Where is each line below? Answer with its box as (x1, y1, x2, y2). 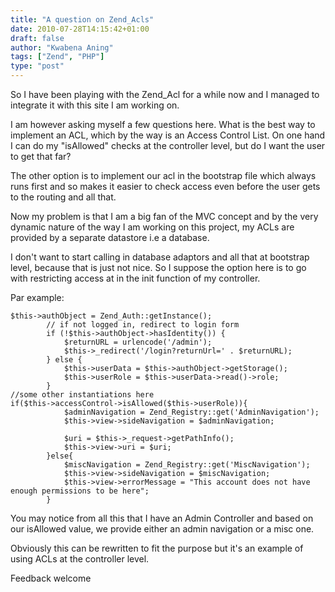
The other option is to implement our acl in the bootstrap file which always (10, 170, 317, 181)
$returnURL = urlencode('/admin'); (63, 337, 213, 347)
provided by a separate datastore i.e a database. (10, 232, 210, 243)
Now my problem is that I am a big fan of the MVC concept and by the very (10, 211, 319, 222)
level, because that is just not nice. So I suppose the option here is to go (10, 262, 307, 273)
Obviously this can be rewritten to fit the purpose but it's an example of (10, 542, 304, 554)
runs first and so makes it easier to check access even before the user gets (10, 181, 321, 192)
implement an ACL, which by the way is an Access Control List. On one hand (10, 129, 326, 141)
